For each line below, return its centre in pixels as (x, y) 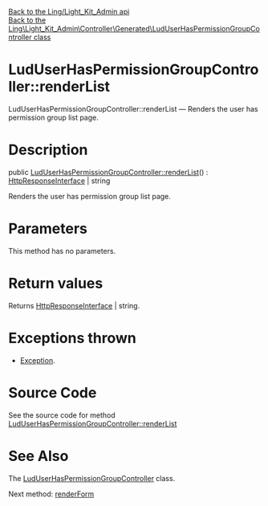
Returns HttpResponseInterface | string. (74, 305)
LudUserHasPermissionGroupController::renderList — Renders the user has (133, 108)
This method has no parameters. (62, 251)
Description (48, 150)
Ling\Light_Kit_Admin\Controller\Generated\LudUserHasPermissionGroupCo (134, 29)
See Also (39, 456)
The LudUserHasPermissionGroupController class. (92, 478)
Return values (56, 284)
